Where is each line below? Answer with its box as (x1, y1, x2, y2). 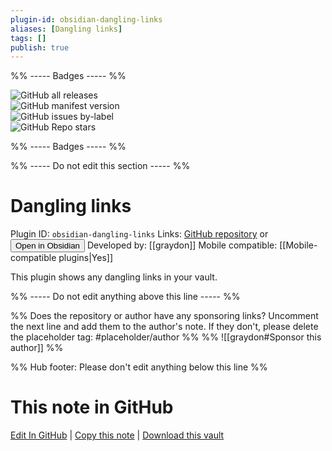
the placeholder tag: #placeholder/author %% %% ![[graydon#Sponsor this (10, 331, 322, 343)
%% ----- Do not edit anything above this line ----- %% (10, 291, 241, 303)
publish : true (10, 42, 70, 53)
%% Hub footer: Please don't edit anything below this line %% (10, 361, 268, 373)
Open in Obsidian (15, 241, 80, 251)
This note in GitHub (10, 396, 174, 419)
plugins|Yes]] (58, 252, 113, 264)
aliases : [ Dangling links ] (10, 24, 123, 34)
